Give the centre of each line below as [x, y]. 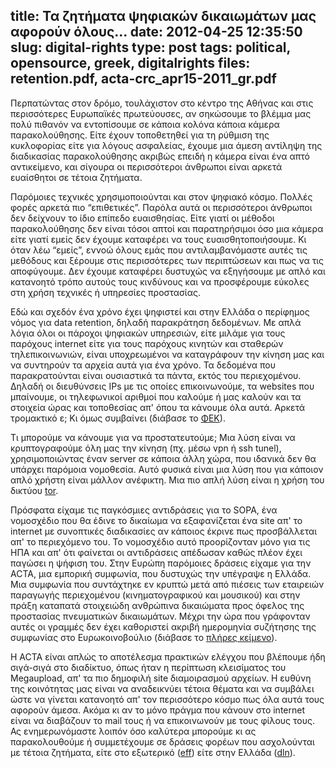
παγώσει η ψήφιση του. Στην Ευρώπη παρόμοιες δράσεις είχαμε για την [161, 563]
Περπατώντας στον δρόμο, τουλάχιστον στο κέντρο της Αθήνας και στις [162, 103]
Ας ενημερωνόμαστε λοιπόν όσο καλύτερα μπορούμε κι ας [133, 731]
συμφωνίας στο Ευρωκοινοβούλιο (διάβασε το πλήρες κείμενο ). [144, 637]
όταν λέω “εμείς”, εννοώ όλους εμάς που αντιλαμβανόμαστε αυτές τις [159, 250]
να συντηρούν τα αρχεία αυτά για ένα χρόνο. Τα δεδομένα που [143, 365]
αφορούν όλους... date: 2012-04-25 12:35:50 [156, 32]
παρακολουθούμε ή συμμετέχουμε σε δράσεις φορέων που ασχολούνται [162, 741]
